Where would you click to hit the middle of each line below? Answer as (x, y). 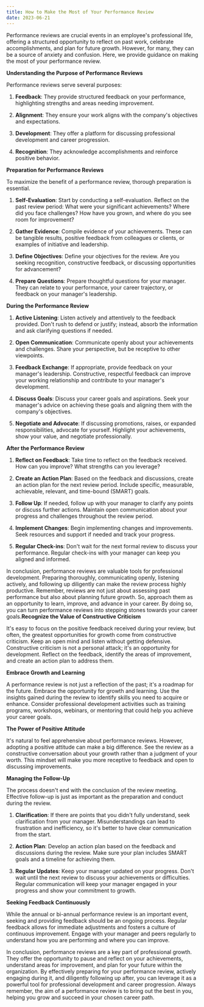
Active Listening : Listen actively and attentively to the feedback (95, 318)
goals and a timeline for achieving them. (65, 859)
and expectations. (38, 121)
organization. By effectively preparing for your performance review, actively (101, 971)
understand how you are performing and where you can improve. (88, 940)
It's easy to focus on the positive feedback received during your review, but (101, 628)
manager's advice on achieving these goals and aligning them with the (104, 405)
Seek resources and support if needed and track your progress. (95, 534)
